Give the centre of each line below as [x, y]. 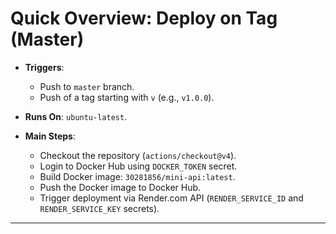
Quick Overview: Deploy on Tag [144, 18]
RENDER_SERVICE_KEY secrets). [99, 208]
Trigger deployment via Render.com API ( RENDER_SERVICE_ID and [171, 198]
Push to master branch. [87, 86]
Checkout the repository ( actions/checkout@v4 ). [138, 155]
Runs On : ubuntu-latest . [76, 116]
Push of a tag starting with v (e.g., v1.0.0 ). [127, 97]
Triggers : [44, 67]
